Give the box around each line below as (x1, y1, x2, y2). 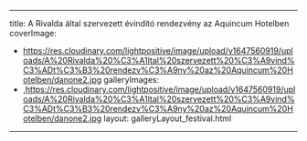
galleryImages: (103, 75, 160, 85)
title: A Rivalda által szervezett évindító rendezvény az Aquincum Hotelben (9, 18, 290, 28)
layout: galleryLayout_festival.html (103, 113, 232, 124)
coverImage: (9, 28, 58, 38)
